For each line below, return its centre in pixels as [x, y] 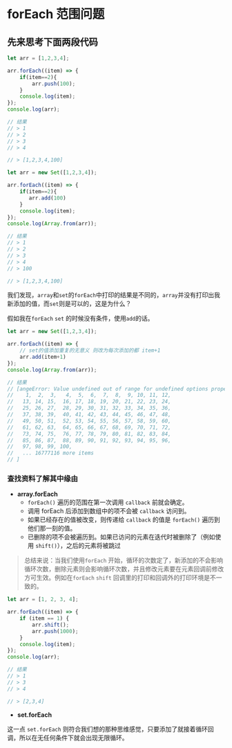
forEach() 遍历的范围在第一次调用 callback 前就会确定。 [108, 502]
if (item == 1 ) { [45, 618]
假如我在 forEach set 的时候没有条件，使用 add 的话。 [80, 319]
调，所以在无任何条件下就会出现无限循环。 [68, 738]
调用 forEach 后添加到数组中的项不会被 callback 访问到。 [109, 511]
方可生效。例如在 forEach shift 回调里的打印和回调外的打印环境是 [117, 578]
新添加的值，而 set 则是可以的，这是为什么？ [69, 304]
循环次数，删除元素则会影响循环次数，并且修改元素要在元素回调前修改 [124, 569]
